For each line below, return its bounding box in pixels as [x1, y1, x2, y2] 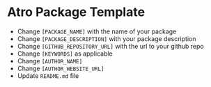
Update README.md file [17, 71, 79, 80]
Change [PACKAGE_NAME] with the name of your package [17, 27, 177, 35]
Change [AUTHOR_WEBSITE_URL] [17, 64, 104, 72]
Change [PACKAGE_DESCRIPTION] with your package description [17, 34, 196, 42]
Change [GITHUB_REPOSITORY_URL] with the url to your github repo [17, 42, 204, 50]
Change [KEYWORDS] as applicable [17, 49, 113, 58]
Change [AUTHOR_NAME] [17, 56, 83, 65]
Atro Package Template [7, 4, 145, 20]
